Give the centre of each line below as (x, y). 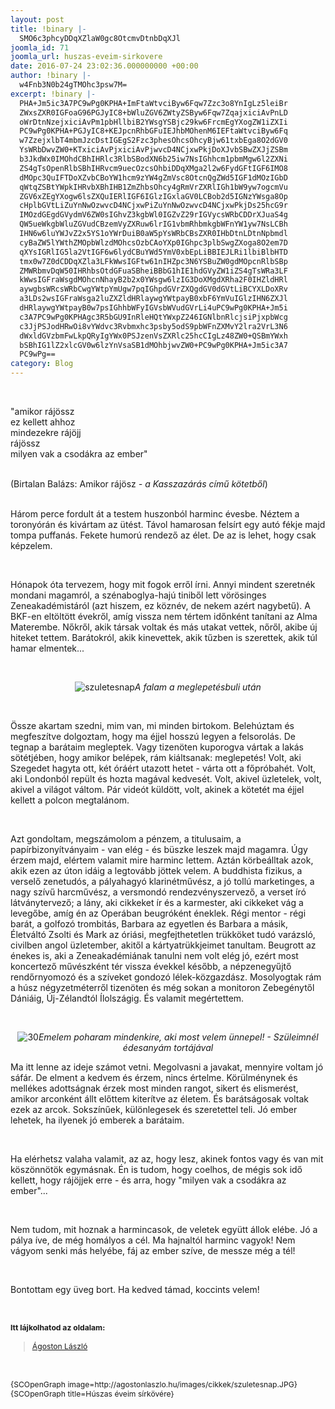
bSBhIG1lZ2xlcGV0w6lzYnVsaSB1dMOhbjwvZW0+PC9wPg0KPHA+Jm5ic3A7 (153, 345)
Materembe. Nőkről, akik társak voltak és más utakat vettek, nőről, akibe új (164, 627)
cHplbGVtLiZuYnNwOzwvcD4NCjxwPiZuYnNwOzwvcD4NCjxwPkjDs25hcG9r (153, 206)
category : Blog (42, 364)
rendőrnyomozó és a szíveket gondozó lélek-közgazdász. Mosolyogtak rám (166, 977)
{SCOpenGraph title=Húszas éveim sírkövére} (92, 1394)
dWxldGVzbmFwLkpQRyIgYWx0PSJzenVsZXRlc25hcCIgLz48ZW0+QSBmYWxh (153, 336)
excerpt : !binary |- (53, 94)
